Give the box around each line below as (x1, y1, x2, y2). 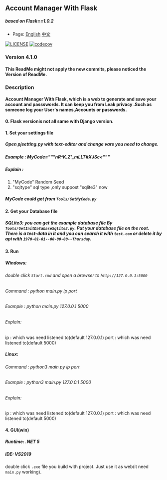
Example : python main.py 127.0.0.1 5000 (5, 303, 89, 309)
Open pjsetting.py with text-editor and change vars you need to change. (5, 141, 159, 147)
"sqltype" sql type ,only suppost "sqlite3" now (12, 184, 108, 190)
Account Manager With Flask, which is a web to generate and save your (5, 96, 157, 102)
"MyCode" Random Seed (12, 179, 64, 185)
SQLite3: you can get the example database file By (5, 219, 113, 225)
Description (5, 83, 34, 90)
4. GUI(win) (5, 427, 29, 433)
